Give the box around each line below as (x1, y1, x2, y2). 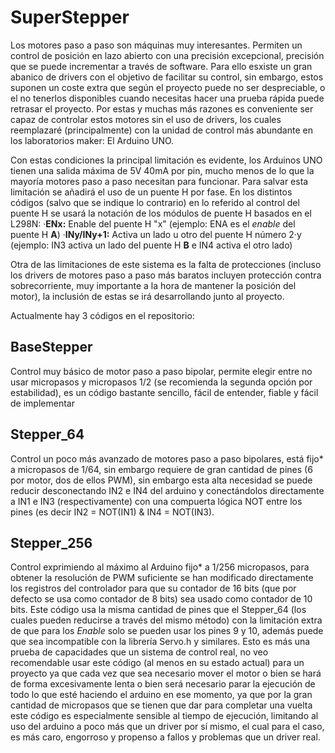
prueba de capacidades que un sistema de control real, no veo (10, 646, 269, 658)
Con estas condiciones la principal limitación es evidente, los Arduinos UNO (10, 154, 323, 166)
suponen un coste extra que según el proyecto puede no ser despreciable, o (10, 81, 326, 93)
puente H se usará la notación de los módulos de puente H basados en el (10, 207, 312, 219)
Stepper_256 (10, 534, 93, 551)
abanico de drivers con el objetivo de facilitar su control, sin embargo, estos (10, 71, 324, 83)
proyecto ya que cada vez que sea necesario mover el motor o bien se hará (10, 667, 322, 680)
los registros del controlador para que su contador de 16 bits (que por (10, 582, 297, 595)
